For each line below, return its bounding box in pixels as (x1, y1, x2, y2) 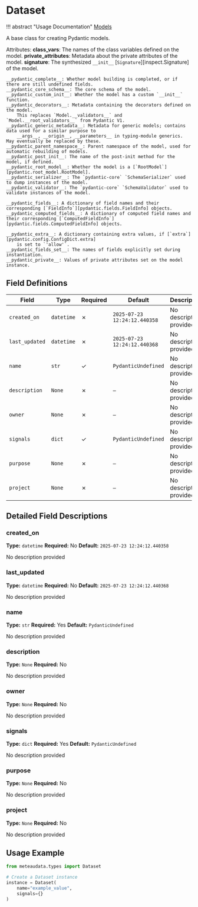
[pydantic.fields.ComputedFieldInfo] (6, 221, 99, 227)
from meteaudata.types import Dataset (6, 863, 101, 870)
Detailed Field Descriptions (6, 511, 108, 521)
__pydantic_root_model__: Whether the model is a (6, 164, 131, 170)
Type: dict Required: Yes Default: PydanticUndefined (6, 740, 137, 747)
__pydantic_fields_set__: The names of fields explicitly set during (6, 246, 181, 253)
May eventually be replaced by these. (6, 138, 101, 144)
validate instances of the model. (6, 190, 91, 195)
